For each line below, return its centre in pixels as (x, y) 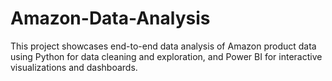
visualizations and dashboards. (74, 67)
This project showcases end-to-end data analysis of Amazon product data (163, 46)
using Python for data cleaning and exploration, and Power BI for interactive (166, 56)
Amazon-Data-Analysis (110, 18)
